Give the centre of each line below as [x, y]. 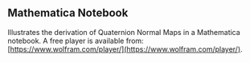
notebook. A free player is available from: [76, 41]
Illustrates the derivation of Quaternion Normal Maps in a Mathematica [124, 32]
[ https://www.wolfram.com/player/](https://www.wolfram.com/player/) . [125, 49]
